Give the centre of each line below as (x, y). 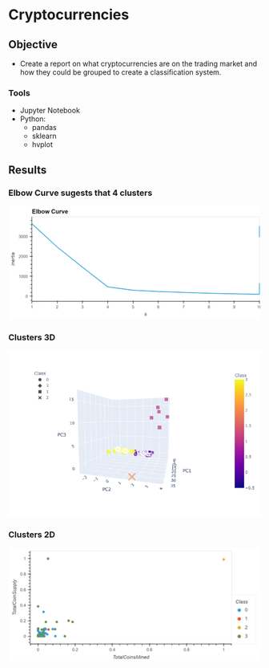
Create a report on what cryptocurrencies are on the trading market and (139, 63)
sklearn (44, 136)
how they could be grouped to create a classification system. (120, 72)
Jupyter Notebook (50, 111)
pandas (44, 128)
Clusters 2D (32, 534)
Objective (33, 45)
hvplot (42, 145)
